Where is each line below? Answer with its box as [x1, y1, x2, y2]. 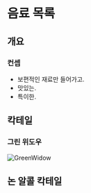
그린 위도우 [7, 137, 42, 147]
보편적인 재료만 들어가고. [17, 75, 85, 83]
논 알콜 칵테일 [7, 175, 63, 187]
